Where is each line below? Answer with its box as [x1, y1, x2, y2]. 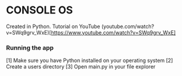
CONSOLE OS [6, 4, 73, 17]
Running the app [6, 43, 54, 51]
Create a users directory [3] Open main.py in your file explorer [6, 63, 156, 70]
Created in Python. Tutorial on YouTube [6, 23, 100, 30]
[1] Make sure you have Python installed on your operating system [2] [6, 57, 173, 64]
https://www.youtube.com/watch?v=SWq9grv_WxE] [51, 29, 176, 36]
